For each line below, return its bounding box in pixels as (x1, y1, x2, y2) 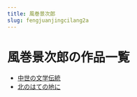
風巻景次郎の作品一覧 (7, 49, 131, 65)
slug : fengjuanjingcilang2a (7, 17, 89, 24)
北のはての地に (17, 82, 61, 91)
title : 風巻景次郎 (7, 10, 56, 18)
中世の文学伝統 (17, 74, 61, 82)
